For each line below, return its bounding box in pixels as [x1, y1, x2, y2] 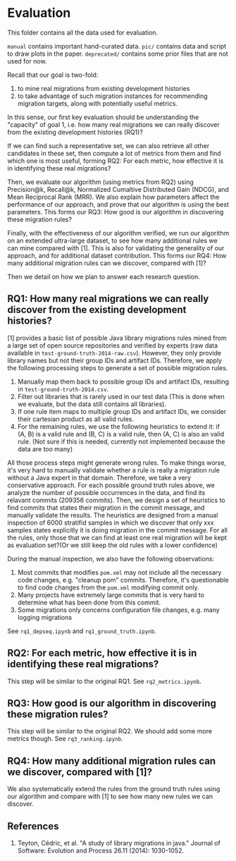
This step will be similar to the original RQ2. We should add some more [7, 727, 213, 735]
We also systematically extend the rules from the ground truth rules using [7, 785, 221, 793]
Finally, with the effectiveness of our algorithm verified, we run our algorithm [7, 228, 230, 237]
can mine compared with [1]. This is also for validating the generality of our [7, 243, 225, 252]
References [7, 820, 59, 832]
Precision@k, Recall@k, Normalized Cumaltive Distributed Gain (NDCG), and [7, 185, 229, 193]
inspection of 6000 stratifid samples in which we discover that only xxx [7, 518, 214, 527]
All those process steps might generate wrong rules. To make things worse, [7, 458, 227, 467]
